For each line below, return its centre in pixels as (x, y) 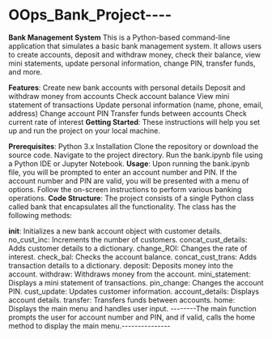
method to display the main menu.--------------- (90, 325)
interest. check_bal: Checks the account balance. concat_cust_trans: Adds (133, 256)
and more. (25, 71)
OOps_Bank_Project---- (90, 15)
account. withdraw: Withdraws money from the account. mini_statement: (130, 274)
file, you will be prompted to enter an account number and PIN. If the (123, 172)
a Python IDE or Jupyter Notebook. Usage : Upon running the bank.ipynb (129, 163)
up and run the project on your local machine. (84, 131)
